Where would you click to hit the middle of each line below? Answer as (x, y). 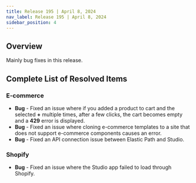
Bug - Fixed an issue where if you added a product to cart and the (95, 108)
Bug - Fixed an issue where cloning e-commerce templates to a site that (102, 127)
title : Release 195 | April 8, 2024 (51, 11)
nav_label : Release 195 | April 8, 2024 (57, 17)
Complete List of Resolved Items (67, 79)
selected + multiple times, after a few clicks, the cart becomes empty (99, 114)
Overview (24, 46)
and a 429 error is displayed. (50, 120)
